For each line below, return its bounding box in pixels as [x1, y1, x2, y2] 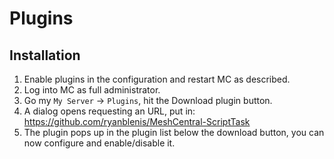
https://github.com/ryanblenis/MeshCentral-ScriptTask [23, 116, 251, 127]
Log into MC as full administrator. [23, 84, 161, 96]
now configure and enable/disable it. [23, 137, 176, 149]
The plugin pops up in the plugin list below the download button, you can [23, 127, 325, 138]
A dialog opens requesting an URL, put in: [23, 105, 196, 117]
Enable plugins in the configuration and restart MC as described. [23, 73, 291, 85]
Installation [9, 47, 81, 64]
